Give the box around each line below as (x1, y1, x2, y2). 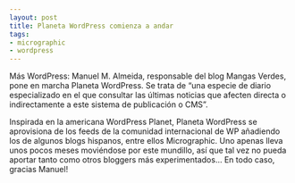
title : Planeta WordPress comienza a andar (9, 21, 174, 30)
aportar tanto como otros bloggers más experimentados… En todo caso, (9, 154, 275, 165)
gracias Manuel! (9, 164, 69, 175)
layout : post (9, 12, 58, 22)
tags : (9, 29, 29, 38)
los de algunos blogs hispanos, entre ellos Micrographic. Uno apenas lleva (9, 136, 283, 146)
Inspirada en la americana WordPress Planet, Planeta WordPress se (9, 117, 257, 128)
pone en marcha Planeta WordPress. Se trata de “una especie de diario (9, 80, 271, 91)
